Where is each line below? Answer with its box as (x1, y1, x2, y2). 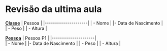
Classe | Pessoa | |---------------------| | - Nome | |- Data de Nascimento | (5, 20, 163, 26)
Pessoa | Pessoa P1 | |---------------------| (5, 35, 96, 41)
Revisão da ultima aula (5, 3, 103, 15)
